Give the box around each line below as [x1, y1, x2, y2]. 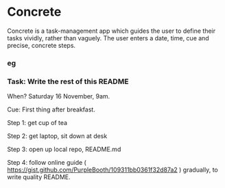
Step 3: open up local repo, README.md [7, 145, 121, 154]
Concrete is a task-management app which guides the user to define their [7, 27, 216, 35]
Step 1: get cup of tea [7, 119, 67, 127]
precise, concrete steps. [7, 41, 76, 49]
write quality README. [7, 173, 71, 181]
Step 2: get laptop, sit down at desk [7, 132, 108, 140]
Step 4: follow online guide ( [7, 159, 87, 167]
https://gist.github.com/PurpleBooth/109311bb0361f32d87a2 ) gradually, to [7, 165, 218, 174]
